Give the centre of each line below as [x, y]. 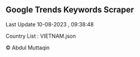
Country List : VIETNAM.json [41, 36]
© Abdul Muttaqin [28, 47]
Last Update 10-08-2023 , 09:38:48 [50, 24]
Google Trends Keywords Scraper [70, 10]
